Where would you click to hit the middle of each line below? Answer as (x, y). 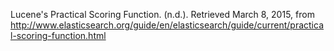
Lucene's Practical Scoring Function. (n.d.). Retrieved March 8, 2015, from (162, 14)
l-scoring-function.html (58, 35)
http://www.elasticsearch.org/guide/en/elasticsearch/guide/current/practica (167, 25)
